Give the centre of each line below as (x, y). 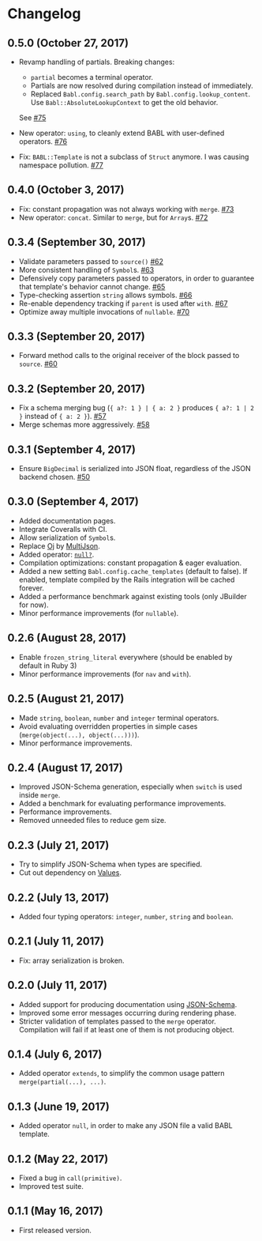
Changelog (44, 14)
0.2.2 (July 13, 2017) (58, 898)
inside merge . (39, 795)
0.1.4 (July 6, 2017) (55, 1054)
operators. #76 (43, 141)
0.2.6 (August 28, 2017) (67, 638)
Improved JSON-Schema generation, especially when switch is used (130, 786)
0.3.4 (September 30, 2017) (77, 242)
